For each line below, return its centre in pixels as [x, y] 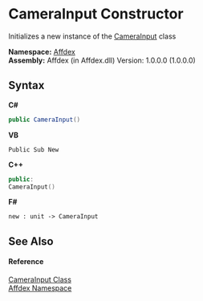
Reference [26, 262]
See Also [31, 241]
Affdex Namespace [40, 288]
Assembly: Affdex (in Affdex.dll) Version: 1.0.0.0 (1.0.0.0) [102, 60]
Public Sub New [34, 149]
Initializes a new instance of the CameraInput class [92, 36]
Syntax [26, 85]
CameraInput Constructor [96, 14]
